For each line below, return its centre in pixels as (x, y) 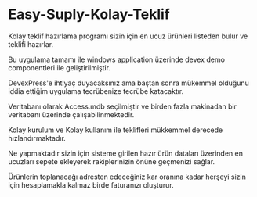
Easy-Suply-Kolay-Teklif (89, 14)
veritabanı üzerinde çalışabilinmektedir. (71, 114)
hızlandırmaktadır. (37, 138)
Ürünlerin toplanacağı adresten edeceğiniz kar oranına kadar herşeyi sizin (127, 177)
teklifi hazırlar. (31, 44)
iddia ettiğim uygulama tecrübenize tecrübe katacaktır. (96, 91)
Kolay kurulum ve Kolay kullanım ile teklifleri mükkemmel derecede (116, 130)
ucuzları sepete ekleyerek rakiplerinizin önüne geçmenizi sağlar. (112, 161)
